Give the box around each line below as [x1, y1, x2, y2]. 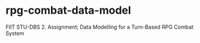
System [5, 29, 25, 36]
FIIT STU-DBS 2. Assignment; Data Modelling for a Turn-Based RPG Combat [5, 23, 194, 30]
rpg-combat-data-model [5, 4, 131, 17]
